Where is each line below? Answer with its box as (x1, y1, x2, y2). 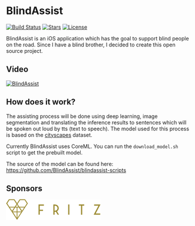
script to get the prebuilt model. (6, 149, 83, 156)
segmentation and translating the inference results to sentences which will (6, 119, 187, 126)
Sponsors (6, 183, 42, 193)
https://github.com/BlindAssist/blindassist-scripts (6, 166, 127, 174)
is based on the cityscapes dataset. (6, 131, 92, 139)
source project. (6, 47, 43, 54)
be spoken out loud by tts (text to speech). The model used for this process (6, 125, 190, 132)
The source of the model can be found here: (6, 160, 114, 167)
